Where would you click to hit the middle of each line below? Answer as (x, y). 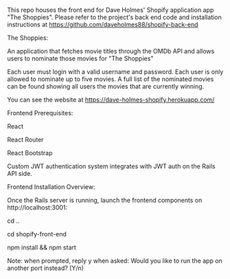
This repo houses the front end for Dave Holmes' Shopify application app (111, 10)
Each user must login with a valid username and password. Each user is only (115, 72)
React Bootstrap (30, 153)
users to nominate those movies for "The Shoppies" (80, 58)
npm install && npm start (42, 247)
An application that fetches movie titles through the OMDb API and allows (111, 51)
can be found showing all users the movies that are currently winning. (106, 86)
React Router (25, 139)
